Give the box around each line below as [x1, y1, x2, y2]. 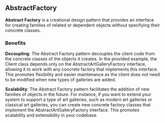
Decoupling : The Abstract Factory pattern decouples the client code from [5, 51, 155, 57]
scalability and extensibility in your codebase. [5, 112, 98, 118]
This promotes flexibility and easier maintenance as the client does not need [5, 72, 160, 77]
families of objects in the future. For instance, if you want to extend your [5, 92, 152, 98]
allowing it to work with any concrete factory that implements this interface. [5, 66, 159, 73]
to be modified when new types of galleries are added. [5, 77, 116, 83]
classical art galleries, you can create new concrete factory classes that [5, 102, 151, 108]
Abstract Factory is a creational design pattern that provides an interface [5, 17, 154, 23]
